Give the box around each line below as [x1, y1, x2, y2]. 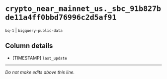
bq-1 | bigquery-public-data [5, 27, 63, 33]
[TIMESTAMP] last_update [12, 55, 67, 61]
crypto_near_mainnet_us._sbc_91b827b [5, 4, 162, 13]
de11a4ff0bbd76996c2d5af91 [5, 13, 117, 22]
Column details [5, 42, 53, 50]
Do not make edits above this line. [5, 69, 75, 75]
